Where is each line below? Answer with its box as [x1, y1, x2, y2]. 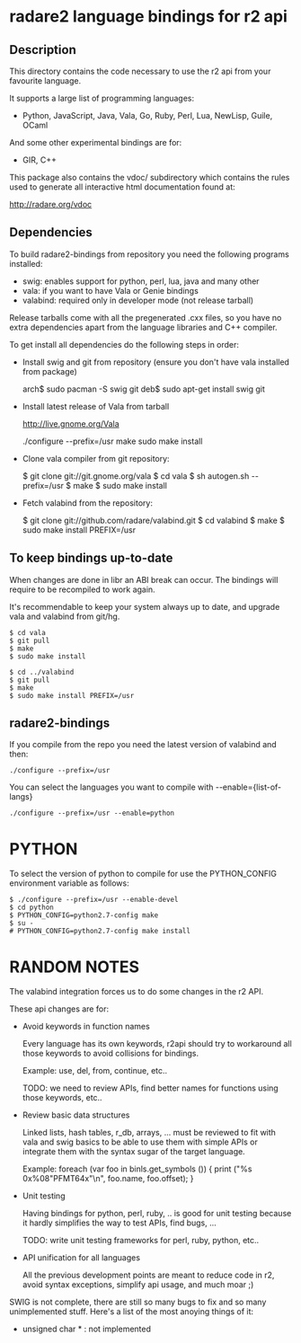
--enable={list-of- [215, 782, 282, 792]
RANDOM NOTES [9, 957, 140, 976]
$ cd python [9, 903, 54, 913]
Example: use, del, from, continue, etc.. [22, 1065, 168, 1076]
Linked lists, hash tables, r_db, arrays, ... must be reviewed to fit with [22, 1127, 277, 1138]
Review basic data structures [22, 1109, 130, 1120]
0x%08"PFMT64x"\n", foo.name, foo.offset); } [22, 1173, 194, 1184]
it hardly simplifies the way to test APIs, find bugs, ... [22, 1217, 217, 1228]
